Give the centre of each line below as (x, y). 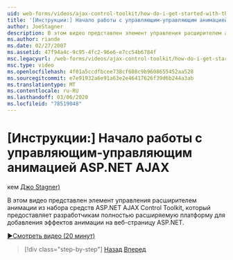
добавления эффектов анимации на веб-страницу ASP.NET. (96, 222)
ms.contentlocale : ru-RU (43, 91)
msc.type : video (31, 65)
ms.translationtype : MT (42, 85)
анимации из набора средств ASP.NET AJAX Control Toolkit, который (109, 207)
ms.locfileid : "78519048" (44, 104)
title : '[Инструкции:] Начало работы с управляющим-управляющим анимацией (118, 20)
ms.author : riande (34, 40)
